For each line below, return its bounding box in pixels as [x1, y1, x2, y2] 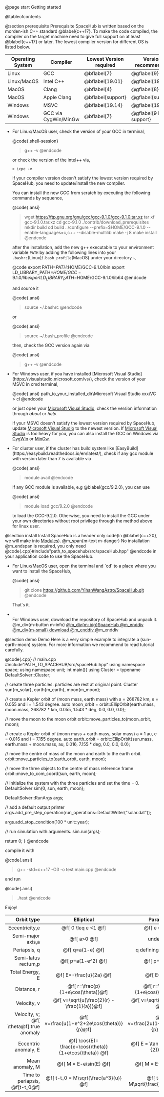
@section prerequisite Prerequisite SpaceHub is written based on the [5, 23, 144, 29]
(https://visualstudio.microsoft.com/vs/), [12, 376, 94, 382]
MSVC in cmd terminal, [12, 381, 59, 387]
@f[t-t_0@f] [11, 1083, 40, 1090]
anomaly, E [14, 1046, 40, 1053]
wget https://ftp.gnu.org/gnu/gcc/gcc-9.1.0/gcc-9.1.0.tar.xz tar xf [24, 214, 155, 220]
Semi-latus [14, 954, 40, 961]
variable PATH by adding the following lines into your [12, 249, 116, 255]
